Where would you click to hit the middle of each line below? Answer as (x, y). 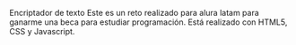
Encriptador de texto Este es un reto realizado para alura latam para (135, 13)
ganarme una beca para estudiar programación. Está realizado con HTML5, (148, 22)
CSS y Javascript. (42, 31)
